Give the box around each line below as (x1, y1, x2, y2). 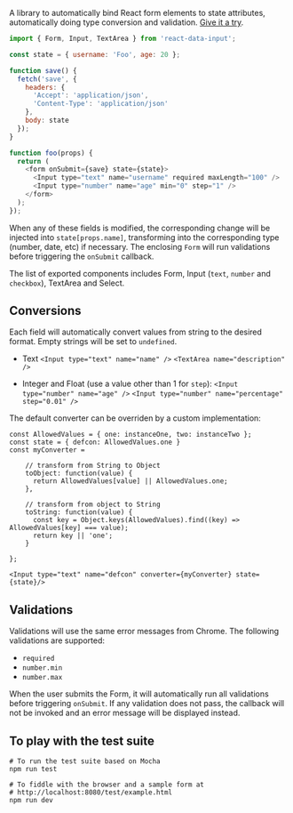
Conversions (9, 303, 82, 318)
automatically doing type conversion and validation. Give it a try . (9, 17, 244, 28)
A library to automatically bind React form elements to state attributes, (9, 8, 266, 18)
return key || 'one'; (32, 531, 114, 541)
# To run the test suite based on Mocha (9, 757, 162, 766)
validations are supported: (9, 635, 105, 646)
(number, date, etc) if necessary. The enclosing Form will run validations (9, 241, 271, 252)
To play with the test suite (9, 733, 155, 748)
